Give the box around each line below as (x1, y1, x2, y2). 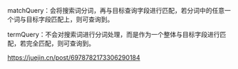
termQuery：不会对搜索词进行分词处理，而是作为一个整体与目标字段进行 (7, 31, 220, 38)
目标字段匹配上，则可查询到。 (26, 15, 114, 23)
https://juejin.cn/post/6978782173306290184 (7, 53, 140, 62)
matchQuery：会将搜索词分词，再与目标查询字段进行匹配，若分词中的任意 (7, 6, 225, 14)
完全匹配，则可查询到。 (26, 39, 95, 48)
